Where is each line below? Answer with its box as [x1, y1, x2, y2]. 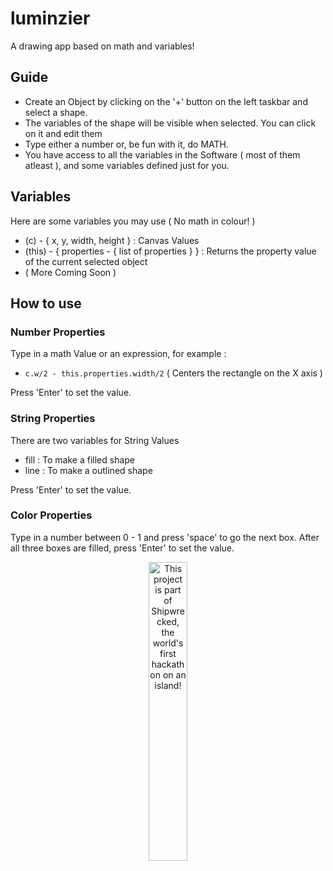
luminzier [10, 7, 91, 30]
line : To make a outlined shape [24, 464, 153, 476]
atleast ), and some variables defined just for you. [24, 159, 230, 171]
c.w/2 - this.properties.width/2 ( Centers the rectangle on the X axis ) [24, 367, 323, 379]
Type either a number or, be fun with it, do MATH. [24, 138, 230, 150]
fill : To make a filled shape [24, 453, 136, 466]
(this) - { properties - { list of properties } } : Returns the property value [24, 245, 317, 257]
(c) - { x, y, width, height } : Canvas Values [24, 234, 200, 246]
